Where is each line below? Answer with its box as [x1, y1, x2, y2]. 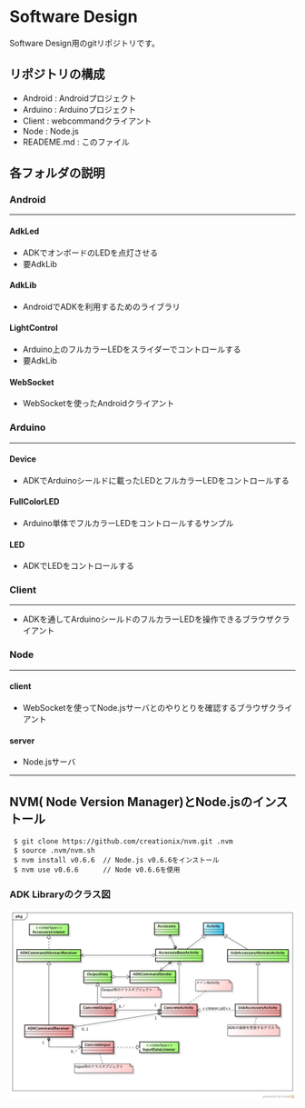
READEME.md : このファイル [22, 136, 130, 147]
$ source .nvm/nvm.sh [13, 845, 95, 855]
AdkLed [9, 225, 40, 237]
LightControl [9, 323, 58, 334]
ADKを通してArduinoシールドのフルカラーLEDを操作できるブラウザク [22, 614, 282, 624]
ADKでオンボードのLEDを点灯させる [22, 247, 159, 258]
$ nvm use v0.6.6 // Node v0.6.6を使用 [13, 865, 181, 874]
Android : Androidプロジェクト [22, 93, 137, 104]
